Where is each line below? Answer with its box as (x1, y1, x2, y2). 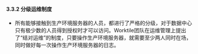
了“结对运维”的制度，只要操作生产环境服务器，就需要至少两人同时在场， (14, 34, 192, 41)
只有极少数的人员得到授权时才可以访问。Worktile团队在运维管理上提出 (14, 27, 186, 34)
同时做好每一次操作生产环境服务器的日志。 (14, 42, 120, 49)
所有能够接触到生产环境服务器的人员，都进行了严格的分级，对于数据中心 (14, 19, 192, 26)
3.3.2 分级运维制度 (6, 5, 52, 12)
